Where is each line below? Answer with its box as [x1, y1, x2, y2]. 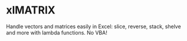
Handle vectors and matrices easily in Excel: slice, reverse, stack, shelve [6, 23, 181, 30]
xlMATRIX [6, 4, 56, 17]
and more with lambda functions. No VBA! [6, 29, 107, 36]
